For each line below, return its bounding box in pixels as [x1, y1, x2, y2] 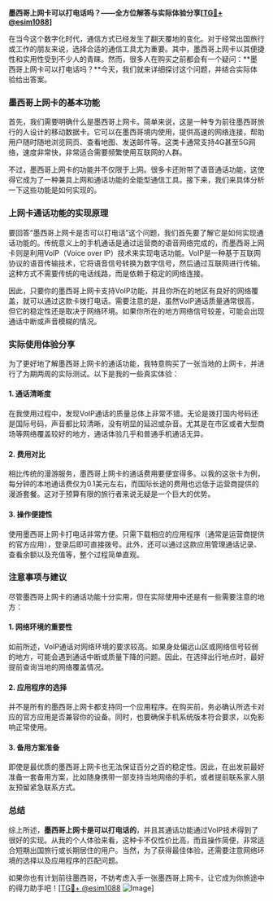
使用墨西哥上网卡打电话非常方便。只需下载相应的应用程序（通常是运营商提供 [8, 529, 265, 538]
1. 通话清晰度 [8, 389, 51, 398]
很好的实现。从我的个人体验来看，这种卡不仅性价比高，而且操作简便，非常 [8, 835, 258, 845]
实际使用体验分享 [8, 338, 76, 349]
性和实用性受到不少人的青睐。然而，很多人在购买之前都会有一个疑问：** [8, 55, 251, 64]
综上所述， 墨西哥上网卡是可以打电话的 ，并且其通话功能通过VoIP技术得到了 [8, 824, 259, 834]
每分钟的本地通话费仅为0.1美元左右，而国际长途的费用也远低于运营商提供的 [8, 479, 259, 489]
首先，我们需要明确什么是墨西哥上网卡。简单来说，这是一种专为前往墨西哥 [8, 117, 258, 127]
